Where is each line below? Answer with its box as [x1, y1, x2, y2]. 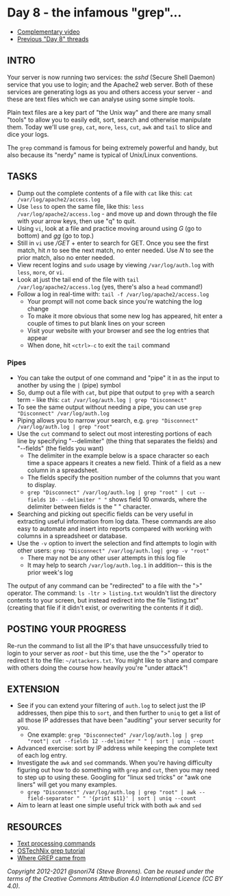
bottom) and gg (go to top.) [16, 232, 94, 240]
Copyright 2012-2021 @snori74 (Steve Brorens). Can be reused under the [7, 867, 214, 875]
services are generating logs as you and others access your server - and [7, 87, 212, 96]
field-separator [27, 795, 74, 802]
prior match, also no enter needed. [16, 253, 115, 262]
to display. [27, 480, 57, 489]
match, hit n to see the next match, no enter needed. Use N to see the [16, 246, 214, 254]
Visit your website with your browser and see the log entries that [27, 326, 209, 335]
